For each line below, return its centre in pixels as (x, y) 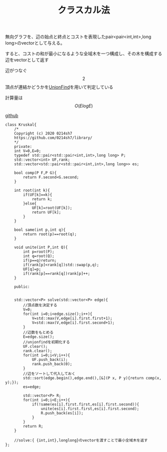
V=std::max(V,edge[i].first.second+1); (73, 323)
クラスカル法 (84, 10)
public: (22, 287)
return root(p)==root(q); (50, 234)
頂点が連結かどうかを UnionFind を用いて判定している (59, 87)
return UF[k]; (46, 212)
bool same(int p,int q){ (40, 230)
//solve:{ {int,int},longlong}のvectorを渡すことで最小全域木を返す (81, 440)
